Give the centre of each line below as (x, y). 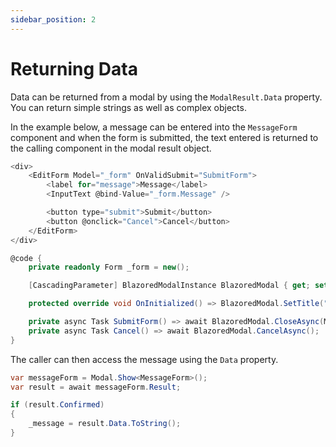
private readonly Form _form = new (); (109, 267)
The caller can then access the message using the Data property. (144, 359)
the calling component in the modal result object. (111, 148)
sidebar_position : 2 (53, 19)
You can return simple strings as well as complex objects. (128, 107)
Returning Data (74, 68)
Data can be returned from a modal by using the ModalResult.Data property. (166, 97)
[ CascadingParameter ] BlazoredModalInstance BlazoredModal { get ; (169, 286)
